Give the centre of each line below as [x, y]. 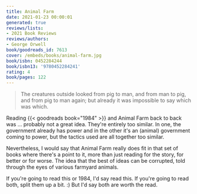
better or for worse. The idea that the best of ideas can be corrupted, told [96, 161]
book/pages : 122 [26, 77]
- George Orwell [26, 45]
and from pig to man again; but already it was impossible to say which [106, 100]
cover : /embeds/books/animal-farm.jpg [54, 55]
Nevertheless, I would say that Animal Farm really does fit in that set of [92, 149]
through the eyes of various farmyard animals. [62, 167]
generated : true [26, 22]
